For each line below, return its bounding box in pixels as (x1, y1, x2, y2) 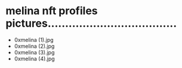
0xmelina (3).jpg (14, 48, 55, 56)
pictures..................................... (5, 17, 177, 30)
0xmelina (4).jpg (14, 55, 55, 62)
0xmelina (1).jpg (14, 36, 54, 43)
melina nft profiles (5, 4, 98, 18)
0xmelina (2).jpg (14, 43, 55, 50)
